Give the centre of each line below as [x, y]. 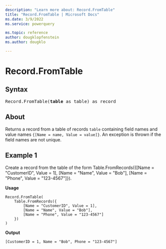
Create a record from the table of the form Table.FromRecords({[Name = [80, 167]
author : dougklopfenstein [32, 37]
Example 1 [21, 155]
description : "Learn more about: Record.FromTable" [60, 10]
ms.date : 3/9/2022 [24, 19]
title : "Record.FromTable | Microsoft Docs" [52, 14]
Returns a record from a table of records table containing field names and [81, 129]
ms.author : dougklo [25, 42]
